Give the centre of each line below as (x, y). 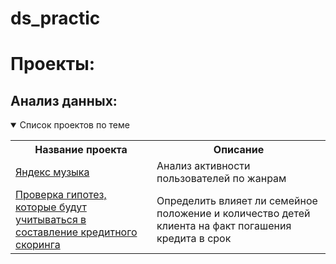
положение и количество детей (233, 214)
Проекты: (53, 64)
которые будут (51, 207)
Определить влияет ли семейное (237, 201)
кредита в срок (194, 239)
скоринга (38, 245)
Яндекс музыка (52, 172)
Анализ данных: (64, 100)
